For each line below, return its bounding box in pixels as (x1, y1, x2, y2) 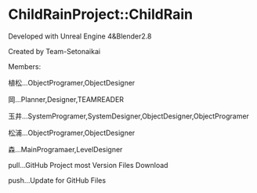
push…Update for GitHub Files (8, 175, 107, 185)
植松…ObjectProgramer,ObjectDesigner (8, 78, 136, 87)
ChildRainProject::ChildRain (8, 5, 194, 24)
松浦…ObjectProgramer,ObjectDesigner (8, 128, 136, 137)
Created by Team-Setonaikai (8, 46, 100, 56)
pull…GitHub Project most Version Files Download (8, 160, 168, 169)
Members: (8, 61, 42, 71)
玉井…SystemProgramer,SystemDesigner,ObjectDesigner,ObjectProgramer (8, 111, 249, 121)
